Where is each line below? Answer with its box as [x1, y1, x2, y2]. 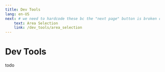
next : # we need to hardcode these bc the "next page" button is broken [5, 16, 157, 21]
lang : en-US [5, 12, 29, 17]
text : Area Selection [14, 20, 58, 26]
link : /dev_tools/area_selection [14, 25, 82, 30]
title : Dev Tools [5, 7, 41, 12]
